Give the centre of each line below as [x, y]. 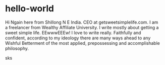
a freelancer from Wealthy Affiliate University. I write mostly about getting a [82, 27]
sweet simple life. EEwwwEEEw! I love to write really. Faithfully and [73, 32]
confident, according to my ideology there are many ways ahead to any [78, 38]
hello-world [30, 9]
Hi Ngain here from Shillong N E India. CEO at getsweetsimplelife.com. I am [82, 22]
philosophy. [17, 48]
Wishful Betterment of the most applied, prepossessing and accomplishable [82, 43]
